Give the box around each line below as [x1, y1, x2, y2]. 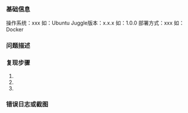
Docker [6, 26, 24, 33]
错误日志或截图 [6, 100, 49, 108]
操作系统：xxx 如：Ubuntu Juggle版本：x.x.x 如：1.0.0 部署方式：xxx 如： [6, 19, 184, 27]
